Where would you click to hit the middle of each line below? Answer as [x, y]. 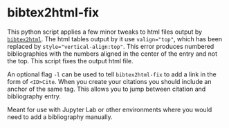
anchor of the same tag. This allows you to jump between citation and [107, 89]
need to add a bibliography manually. [60, 117]
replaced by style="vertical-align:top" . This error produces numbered [111, 46]
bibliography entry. [34, 96]
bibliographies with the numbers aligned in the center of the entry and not [112, 54]
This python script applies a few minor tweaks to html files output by [105, 32]
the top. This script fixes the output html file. [70, 61]
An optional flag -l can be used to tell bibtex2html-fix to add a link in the [112, 74]
